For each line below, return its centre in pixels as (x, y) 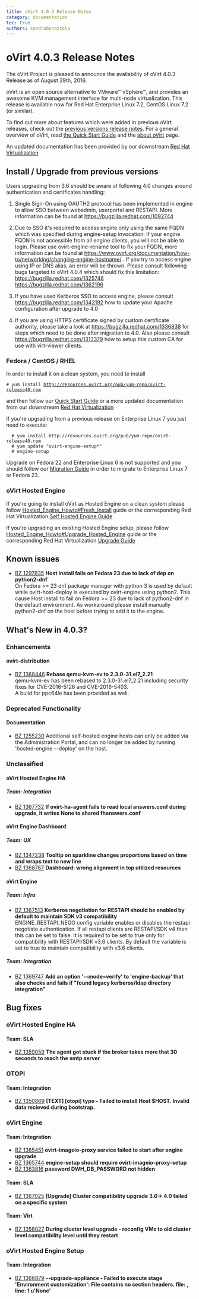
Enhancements (29, 647)
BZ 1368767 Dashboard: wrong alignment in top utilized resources (98, 868)
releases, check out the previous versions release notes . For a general (92, 129)
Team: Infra (21, 895)
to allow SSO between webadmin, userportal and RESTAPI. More (94, 210)
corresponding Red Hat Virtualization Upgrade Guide (71, 540)
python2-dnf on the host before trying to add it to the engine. (90, 611)
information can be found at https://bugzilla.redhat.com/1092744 (94, 216)
